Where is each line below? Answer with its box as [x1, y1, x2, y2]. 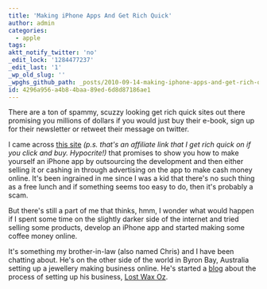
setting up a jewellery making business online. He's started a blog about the [8, 264, 257, 273]
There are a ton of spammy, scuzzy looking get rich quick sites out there [8, 107, 246, 117]
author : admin [8, 19, 56, 27]
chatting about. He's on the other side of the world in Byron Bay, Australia [8, 256, 250, 265]
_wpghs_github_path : [8, 78, 77, 86]
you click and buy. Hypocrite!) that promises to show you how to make [8, 148, 240, 158]
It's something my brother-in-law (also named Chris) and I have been [8, 247, 234, 256]
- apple [15, 33, 41, 42]
